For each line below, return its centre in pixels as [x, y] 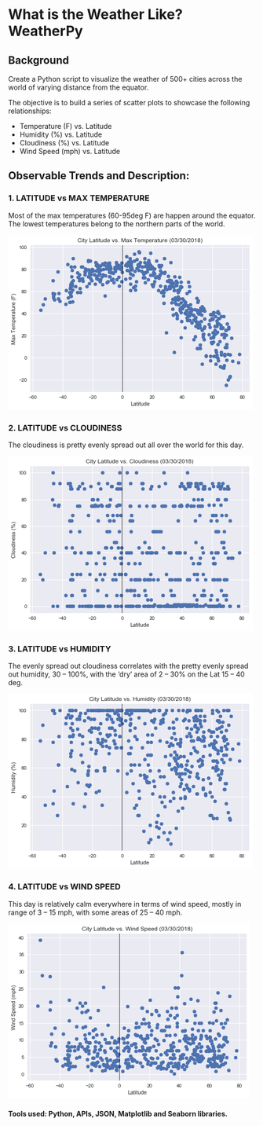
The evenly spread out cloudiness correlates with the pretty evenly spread [128, 666]
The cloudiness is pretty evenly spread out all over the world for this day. [126, 445]
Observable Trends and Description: [99, 176]
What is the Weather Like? [95, 15]
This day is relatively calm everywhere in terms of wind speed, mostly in [125, 904]
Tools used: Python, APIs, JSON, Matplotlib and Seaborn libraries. [118, 1114]
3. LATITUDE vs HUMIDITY [60, 648]
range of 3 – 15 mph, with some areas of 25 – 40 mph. [95, 912]
